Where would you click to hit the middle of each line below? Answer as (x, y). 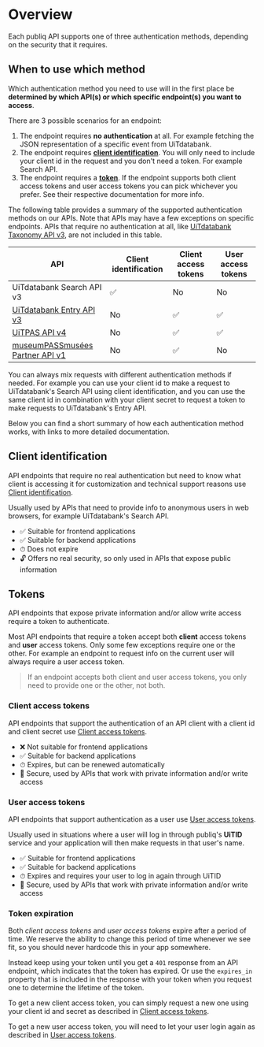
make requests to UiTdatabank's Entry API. (77, 408)
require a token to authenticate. (59, 622)
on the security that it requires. (58, 44)
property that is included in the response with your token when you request (130, 979)
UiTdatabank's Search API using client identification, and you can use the (127, 391)
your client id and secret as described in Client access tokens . (109, 1012)
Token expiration (41, 913)
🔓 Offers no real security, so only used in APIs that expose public (125, 558)
